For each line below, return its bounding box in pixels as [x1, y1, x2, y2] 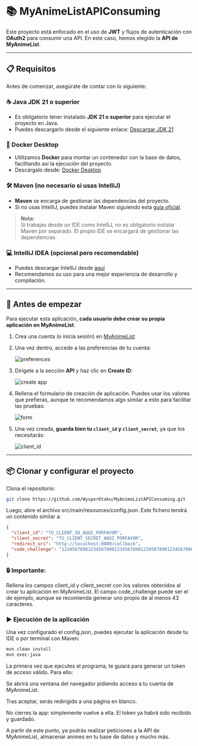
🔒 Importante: [6, 566, 46, 575]
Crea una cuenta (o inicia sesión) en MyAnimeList [14, 332, 136, 339]
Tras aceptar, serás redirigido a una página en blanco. [6, 698, 137, 705]
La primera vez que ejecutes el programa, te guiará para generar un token [6, 662, 186, 669]
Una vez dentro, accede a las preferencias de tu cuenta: [14, 344, 151, 351]
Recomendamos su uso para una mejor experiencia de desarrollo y [14, 270, 178, 278]
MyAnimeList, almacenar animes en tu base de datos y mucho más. [6, 733, 170, 740]
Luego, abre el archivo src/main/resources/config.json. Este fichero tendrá [6, 507, 187, 514]
